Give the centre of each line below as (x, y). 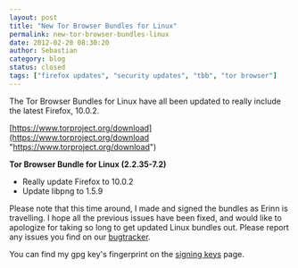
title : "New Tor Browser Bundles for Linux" (93, 26)
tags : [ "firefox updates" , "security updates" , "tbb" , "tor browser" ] (143, 76)
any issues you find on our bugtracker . (80, 237)
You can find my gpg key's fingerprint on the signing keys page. (127, 254)
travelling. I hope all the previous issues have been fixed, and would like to (146, 218)
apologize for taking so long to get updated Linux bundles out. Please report (149, 227)
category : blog (37, 59)
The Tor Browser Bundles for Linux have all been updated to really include (145, 101)
